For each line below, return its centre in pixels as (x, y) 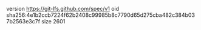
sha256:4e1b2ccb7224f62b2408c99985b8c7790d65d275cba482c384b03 (101, 15)
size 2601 (53, 21)
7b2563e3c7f (23, 21)
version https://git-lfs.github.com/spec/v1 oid (63, 9)
